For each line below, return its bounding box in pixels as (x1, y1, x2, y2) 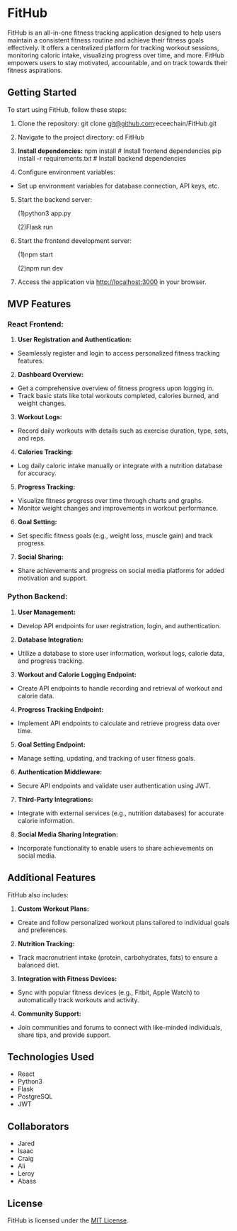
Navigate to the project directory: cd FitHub (17, 132, 145, 141)
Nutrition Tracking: (17, 939, 75, 948)
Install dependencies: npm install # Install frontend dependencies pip (17, 147, 221, 155)
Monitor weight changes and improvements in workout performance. (17, 504, 219, 513)
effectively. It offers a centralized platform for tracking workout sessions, (7, 43, 219, 52)
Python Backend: (7, 591, 68, 601)
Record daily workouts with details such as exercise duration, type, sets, (17, 426, 229, 435)
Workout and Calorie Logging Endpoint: (17, 670, 137, 679)
